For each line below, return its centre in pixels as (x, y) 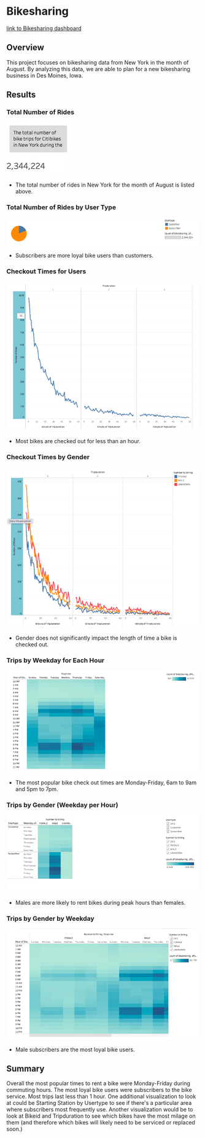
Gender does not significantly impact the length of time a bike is (96, 638)
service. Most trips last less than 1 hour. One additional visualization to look (101, 1096)
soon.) (14, 1129)
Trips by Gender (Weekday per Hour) (62, 805)
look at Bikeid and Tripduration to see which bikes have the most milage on (101, 1116)
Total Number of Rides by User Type (61, 207)
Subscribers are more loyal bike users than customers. (84, 255)
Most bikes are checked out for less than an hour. (78, 441)
